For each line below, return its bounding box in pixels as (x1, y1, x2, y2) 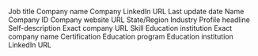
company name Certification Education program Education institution (8, 32, 233, 41)
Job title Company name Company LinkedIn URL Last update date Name (8, 7, 245, 16)
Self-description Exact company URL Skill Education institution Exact (8, 24, 233, 32)
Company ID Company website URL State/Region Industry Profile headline (8, 15, 251, 24)
